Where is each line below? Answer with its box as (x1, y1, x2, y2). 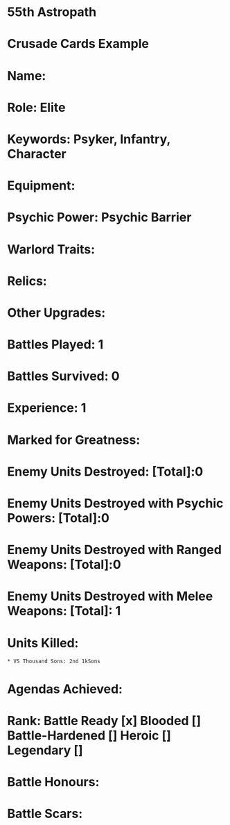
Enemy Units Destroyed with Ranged (7, 542, 222, 558)
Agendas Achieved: (7, 681, 123, 697)
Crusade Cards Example (7, 36, 150, 52)
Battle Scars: (7, 806, 83, 822)
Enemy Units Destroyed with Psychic (7, 496, 224, 511)
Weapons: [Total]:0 (7, 557, 121, 573)
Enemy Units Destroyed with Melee (7, 588, 213, 604)
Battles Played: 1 (7, 337, 104, 353)
